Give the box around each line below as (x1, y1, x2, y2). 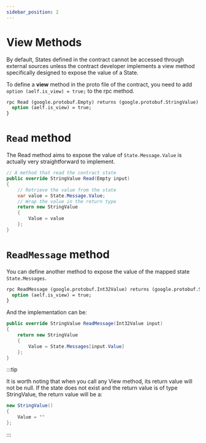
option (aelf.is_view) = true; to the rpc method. (6, 87, 135, 94)
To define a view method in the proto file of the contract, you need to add (6, 80, 193, 88)
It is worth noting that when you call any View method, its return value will (6, 378, 193, 385)
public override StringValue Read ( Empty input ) (6, 175, 131, 182)
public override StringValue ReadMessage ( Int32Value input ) (6, 320, 164, 327)
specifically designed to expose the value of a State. (6, 69, 139, 76)
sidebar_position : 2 (6, 9, 59, 15)
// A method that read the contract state (6, 170, 116, 176)
